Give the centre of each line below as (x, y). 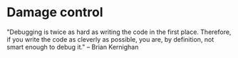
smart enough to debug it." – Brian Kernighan (73, 47)
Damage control (55, 12)
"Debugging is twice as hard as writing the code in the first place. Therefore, (119, 32)
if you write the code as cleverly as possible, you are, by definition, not (110, 39)
